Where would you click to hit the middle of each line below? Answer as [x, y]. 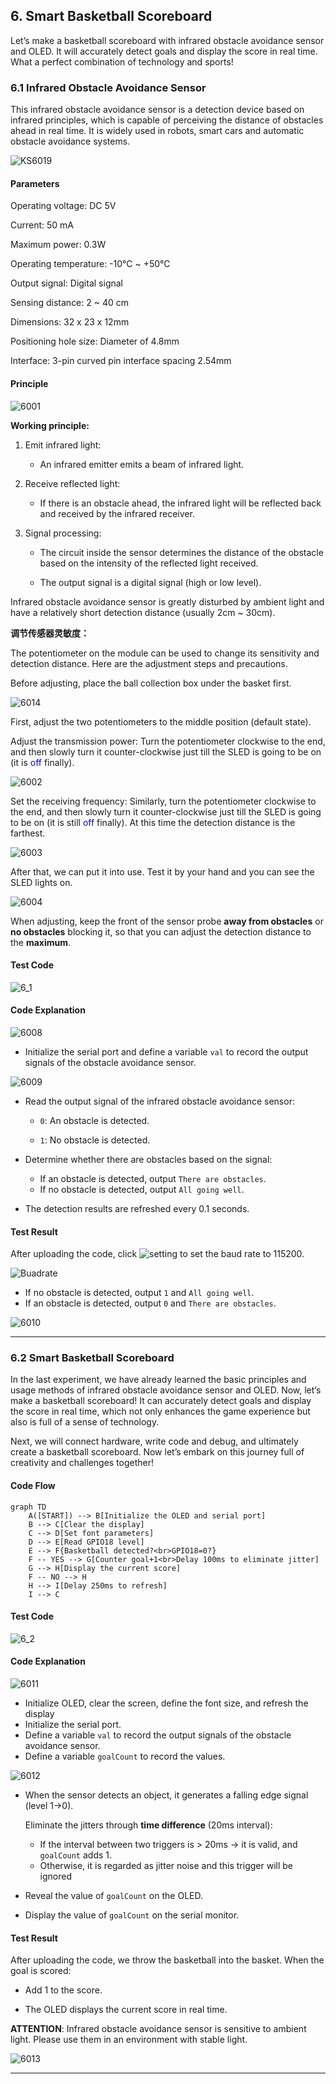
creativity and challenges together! [82, 1463]
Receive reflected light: [72, 483]
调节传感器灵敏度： [50, 633]
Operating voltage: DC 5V [63, 206]
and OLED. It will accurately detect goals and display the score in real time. [164, 51]
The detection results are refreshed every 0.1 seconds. [137, 1208]
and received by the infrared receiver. [117, 513]
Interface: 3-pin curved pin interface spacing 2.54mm [121, 361]
